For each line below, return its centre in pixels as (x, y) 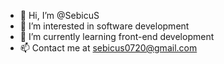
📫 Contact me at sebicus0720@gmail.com (108, 48)
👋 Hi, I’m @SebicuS (59, 15)
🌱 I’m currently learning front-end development (117, 36)
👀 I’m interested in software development (104, 26)
